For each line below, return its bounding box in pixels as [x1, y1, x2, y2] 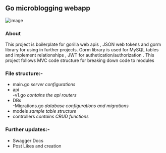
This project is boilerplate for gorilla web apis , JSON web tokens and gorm [5, 41, 161, 47]
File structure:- [5, 70, 43, 77]
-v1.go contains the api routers [12, 92, 77, 98]
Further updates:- [5, 126, 50, 133]
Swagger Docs [12, 137, 44, 143]
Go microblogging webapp [5, 4, 91, 13]
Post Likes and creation [12, 143, 62, 149]
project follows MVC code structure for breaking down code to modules [5, 57, 155, 63]
